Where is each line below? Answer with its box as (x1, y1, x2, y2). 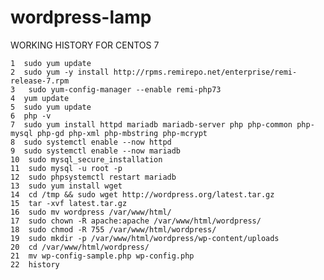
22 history (10, 259, 60, 270)
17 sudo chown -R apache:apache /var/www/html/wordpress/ (10, 216, 262, 226)
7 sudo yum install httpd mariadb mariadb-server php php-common (10, 119, 293, 130)
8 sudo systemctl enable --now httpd (10, 137, 172, 147)
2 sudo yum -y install (10, 67, 110, 77)
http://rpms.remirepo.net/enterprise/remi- (113, 67, 298, 77)
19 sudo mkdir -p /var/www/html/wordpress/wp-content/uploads (10, 233, 280, 243)
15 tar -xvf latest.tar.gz (10, 198, 128, 208)
